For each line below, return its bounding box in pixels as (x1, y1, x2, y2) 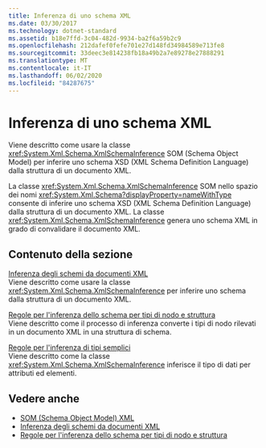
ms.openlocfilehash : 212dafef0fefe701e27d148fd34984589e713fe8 (8, 42, 225, 50)
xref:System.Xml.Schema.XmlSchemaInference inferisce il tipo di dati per (8, 360, 252, 370)
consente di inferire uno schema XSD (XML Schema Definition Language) (8, 199, 252, 208)
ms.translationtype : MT (8, 57, 88, 65)
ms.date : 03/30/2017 (8, 19, 78, 27)
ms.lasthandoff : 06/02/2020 (8, 72, 103, 80)
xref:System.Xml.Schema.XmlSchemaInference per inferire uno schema (8, 286, 247, 296)
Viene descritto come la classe (8, 351, 110, 361)
